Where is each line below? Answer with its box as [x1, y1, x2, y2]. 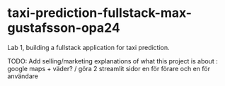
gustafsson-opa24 [7, 20, 120, 36]
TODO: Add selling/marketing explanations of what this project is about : [7, 56, 218, 65]
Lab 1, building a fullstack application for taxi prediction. [7, 43, 170, 51]
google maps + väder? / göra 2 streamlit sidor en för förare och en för [7, 64, 211, 73]
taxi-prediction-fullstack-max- [7, 5, 192, 21]
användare [7, 72, 39, 80]
